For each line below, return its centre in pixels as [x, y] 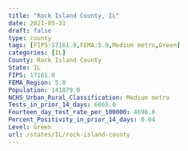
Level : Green [30, 127]
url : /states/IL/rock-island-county [69, 134]
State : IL [25, 68]
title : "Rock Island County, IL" [64, 16]
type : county [30, 38]
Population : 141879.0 [44, 90]
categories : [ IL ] [37, 53]
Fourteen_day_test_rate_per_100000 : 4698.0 [82, 113]
